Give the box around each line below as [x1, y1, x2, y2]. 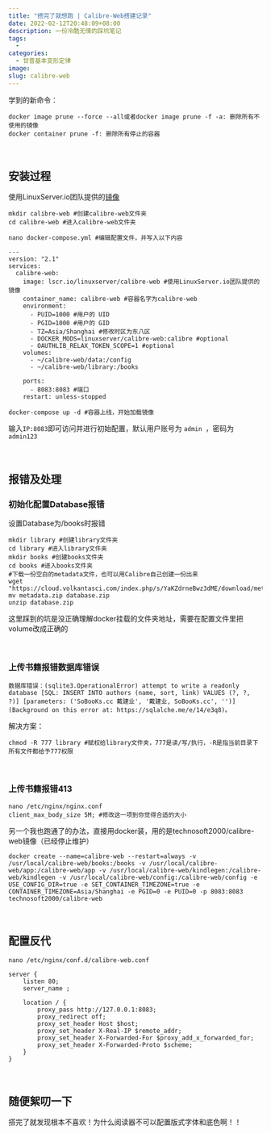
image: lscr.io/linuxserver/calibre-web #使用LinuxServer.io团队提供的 [23, 278, 261, 287]
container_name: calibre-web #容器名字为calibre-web [23, 295, 198, 303]
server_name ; [23, 984, 70, 993]
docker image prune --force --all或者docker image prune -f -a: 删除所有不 [8, 112, 261, 121]
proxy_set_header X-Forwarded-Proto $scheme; [37, 1040, 194, 1049]
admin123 [8, 433, 38, 441]
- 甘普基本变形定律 [15, 57, 71, 65]
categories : [8, 49, 48, 57]
